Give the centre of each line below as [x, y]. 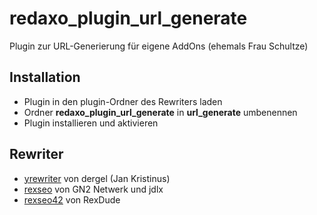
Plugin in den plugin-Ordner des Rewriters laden [123, 101]
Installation [45, 77]
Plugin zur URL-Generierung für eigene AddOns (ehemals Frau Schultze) [159, 46]
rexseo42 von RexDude [72, 199]
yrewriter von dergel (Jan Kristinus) [97, 178]
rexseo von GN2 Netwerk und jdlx [93, 189]
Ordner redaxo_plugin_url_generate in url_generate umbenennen [160, 112]
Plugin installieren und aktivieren [91, 123]
